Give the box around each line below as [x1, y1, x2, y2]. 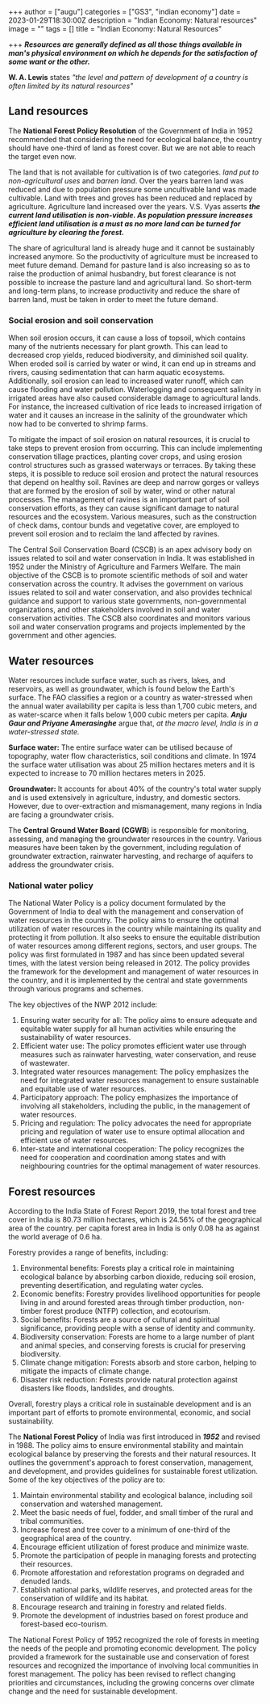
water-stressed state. [8, 726, 80, 736]
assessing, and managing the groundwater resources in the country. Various [8, 834, 262, 844]
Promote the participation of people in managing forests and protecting [19, 1550, 256, 1560]
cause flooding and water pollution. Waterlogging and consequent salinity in [8, 385, 262, 394]
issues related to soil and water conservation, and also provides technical [8, 587, 252, 597]
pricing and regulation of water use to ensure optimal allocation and [19, 1127, 246, 1137]
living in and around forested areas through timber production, [19, 1298, 227, 1307]
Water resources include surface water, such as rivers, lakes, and [8, 675, 226, 685]
